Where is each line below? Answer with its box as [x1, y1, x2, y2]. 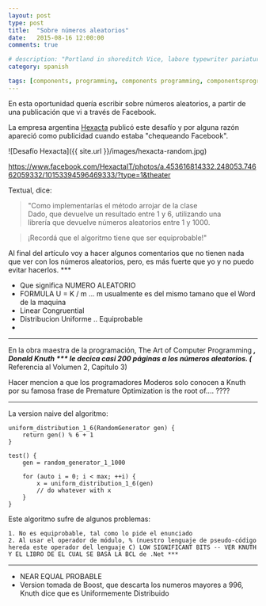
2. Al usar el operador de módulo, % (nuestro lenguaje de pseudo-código [8, 536, 257, 544]
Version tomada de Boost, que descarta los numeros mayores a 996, [19, 580, 244, 589]
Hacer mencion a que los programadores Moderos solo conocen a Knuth [8, 377, 246, 387]
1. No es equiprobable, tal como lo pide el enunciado [8, 529, 193, 537]
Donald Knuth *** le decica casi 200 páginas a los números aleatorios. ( [8, 353, 253, 363]
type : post [8, 19, 44, 27]
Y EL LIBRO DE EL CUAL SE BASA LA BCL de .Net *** [8, 550, 179, 558]
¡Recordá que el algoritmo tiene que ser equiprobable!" [27, 233, 207, 242]
